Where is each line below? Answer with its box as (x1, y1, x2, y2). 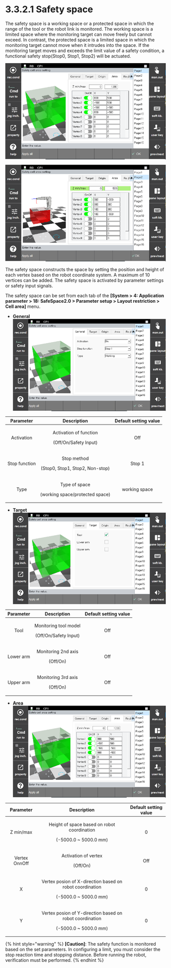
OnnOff (13, 860, 29, 867)
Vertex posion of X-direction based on (41, 878, 123, 885)
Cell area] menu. (5, 303, 41, 309)
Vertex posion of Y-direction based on (41, 910, 123, 916)
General (12, 313, 31, 320)
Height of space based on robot (48, 821, 116, 827)
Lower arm (7, 653, 31, 660)
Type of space (60, 481, 91, 487)
